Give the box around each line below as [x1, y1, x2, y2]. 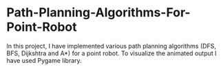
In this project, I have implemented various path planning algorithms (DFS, [6, 42, 216, 50]
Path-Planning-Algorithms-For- [6, 5, 191, 20]
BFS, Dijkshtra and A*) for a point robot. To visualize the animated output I [6, 49, 217, 57]
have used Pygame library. [6, 56, 82, 64]
